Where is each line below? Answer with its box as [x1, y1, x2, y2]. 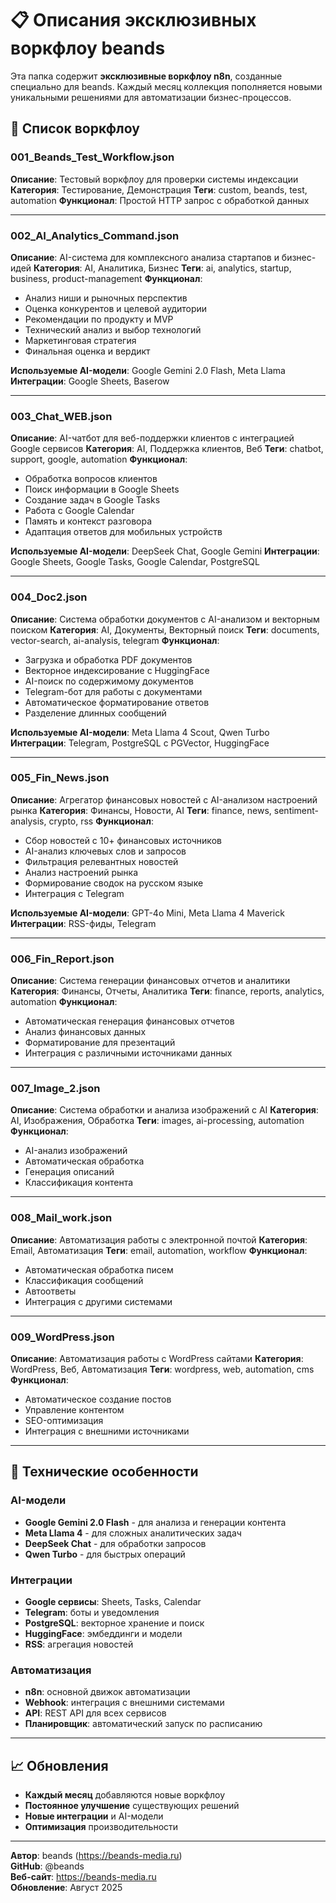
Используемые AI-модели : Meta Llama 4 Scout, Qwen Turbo [10, 726, 270, 738]
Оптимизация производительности [24, 1821, 179, 1833]
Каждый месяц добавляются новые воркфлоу [24, 1789, 226, 1801]
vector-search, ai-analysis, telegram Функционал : [10, 634, 220, 646]
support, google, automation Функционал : [10, 453, 188, 466]
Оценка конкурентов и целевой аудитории [24, 302, 208, 314]
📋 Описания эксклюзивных [10, 9, 257, 32]
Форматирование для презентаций [24, 1037, 176, 1049]
